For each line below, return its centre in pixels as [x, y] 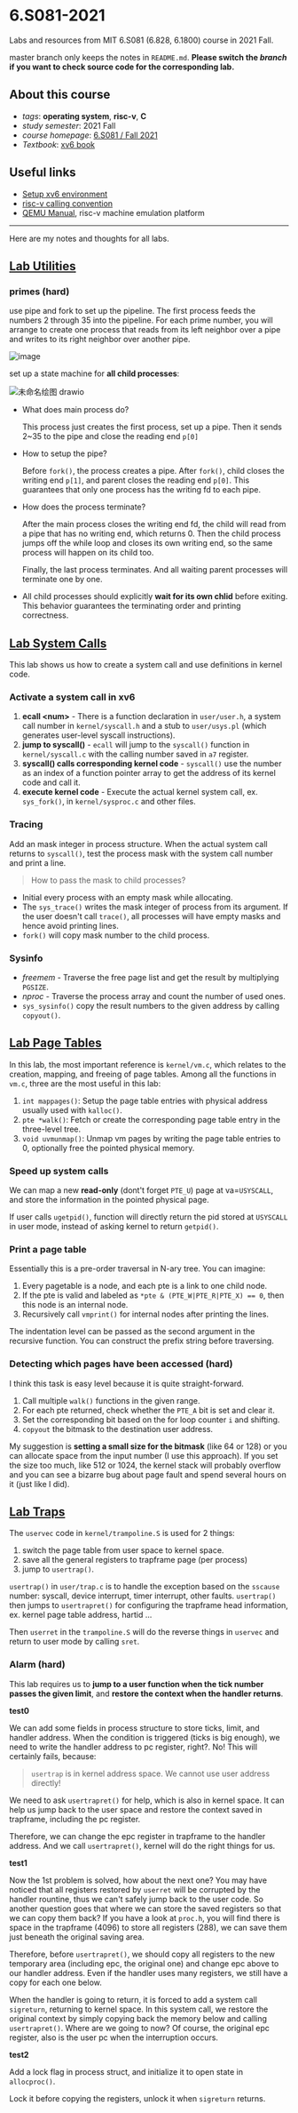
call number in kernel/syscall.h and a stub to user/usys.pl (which [144, 726]
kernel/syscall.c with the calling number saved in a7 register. [135, 754]
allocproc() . [32, 2081]
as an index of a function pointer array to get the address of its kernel [149, 773]
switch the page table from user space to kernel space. [123, 1550]
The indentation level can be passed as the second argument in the [132, 1332]
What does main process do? [75, 410]
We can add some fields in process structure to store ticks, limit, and [134, 1728]
